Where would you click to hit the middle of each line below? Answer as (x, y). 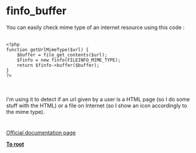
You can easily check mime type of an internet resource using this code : (96, 27)
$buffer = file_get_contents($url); (62, 55)
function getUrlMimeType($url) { (48, 50)
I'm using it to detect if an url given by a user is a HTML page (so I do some (98, 99)
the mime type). (26, 111)
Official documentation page (41, 133)
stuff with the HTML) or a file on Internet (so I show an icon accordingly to (97, 106)
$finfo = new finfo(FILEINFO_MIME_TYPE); (69, 60)
